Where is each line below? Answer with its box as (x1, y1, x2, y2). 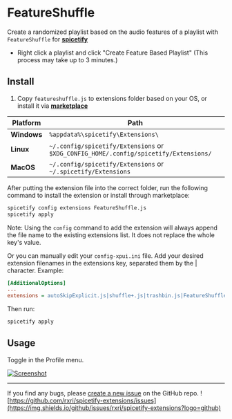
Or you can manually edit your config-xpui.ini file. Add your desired (7, 251, 204, 260)
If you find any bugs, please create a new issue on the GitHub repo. (7, 389, 199, 397)
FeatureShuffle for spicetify (7, 35, 88, 43)
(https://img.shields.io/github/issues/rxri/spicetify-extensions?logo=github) (7, 403, 221, 412)
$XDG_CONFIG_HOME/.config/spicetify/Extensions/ (49, 149, 212, 157)
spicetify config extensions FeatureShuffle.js (7, 204, 147, 212)
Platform (12, 118, 41, 127)
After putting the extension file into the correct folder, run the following (7, 183, 209, 192)
